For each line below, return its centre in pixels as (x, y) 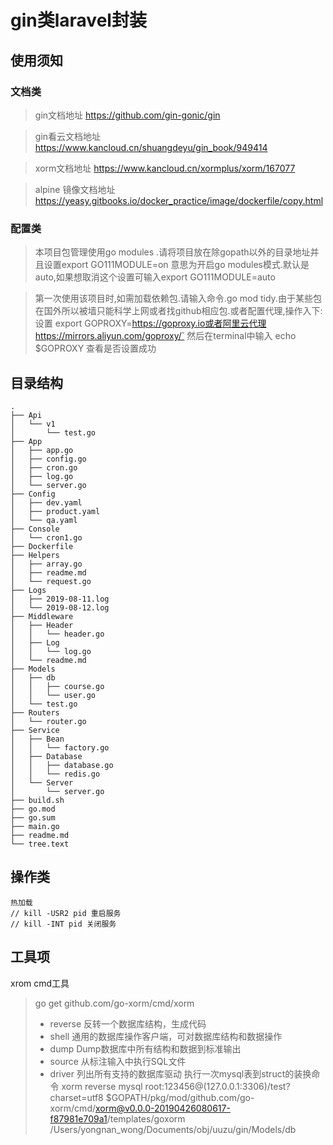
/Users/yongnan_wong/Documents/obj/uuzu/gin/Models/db (173, 1129)
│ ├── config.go (48, 459)
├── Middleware (42, 616)
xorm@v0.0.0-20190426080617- (163, 1108)
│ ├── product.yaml (55, 511)
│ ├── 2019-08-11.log (60, 599)
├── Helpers (35, 555)
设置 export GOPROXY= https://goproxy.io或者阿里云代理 (150, 323)
